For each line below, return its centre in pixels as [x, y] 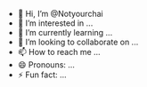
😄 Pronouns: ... [46, 65]
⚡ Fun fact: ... [42, 75]
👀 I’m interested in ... [55, 23]
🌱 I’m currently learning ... [65, 32]
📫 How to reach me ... [59, 52]
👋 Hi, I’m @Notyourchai [61, 14]
